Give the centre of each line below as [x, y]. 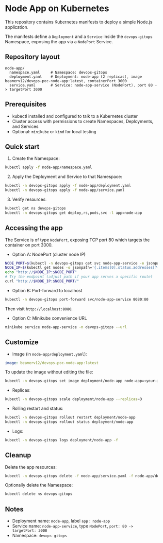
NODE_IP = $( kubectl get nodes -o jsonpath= [49, 268]
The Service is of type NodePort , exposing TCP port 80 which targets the [77, 240]
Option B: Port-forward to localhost [47, 290]
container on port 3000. [29, 245]
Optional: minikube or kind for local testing [54, 131]
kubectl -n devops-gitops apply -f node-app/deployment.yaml [68, 186]
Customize [22, 342]
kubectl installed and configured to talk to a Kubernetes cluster [75, 116]
